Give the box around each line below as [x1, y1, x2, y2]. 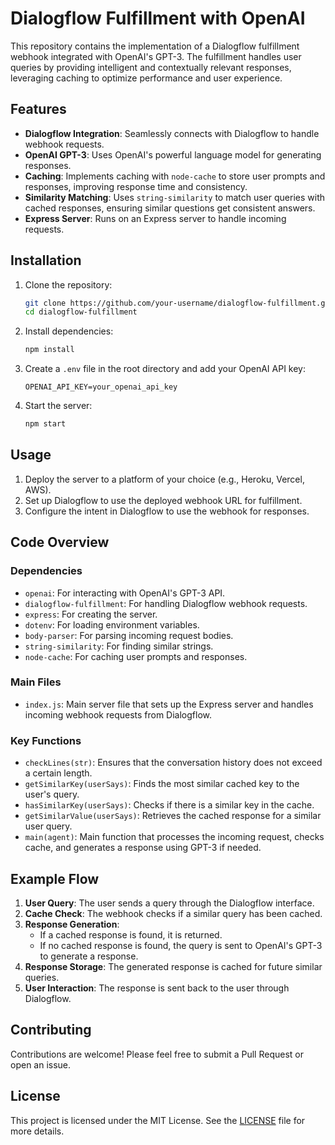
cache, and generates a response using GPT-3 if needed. [24, 842, 262, 854]
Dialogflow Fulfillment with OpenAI [10, 7, 306, 30]
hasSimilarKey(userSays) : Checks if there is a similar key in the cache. [24, 799, 315, 811]
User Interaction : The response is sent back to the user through [24, 982, 290, 994]
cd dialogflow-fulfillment [24, 307, 138, 317]
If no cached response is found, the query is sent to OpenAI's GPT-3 [39, 939, 323, 951]
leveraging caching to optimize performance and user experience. [10, 72, 283, 84]
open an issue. [10, 1058, 72, 1071]
